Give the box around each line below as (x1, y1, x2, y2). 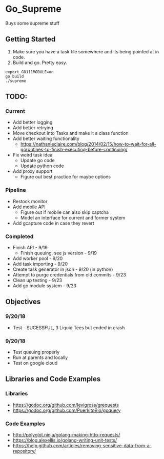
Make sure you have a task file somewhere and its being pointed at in (12, 48, 159, 54)
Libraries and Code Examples (5, 375, 101, 384)
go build (5, 74, 24, 79)
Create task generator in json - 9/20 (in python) (12, 266, 113, 272)
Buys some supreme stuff (5, 20, 60, 26)
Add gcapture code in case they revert (12, 220, 95, 226)
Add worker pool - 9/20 (12, 255, 63, 262)
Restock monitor (12, 198, 48, 204)
